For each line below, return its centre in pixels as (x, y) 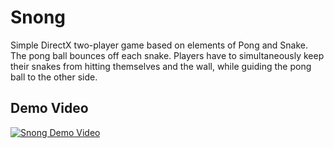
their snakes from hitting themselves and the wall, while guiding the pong (161, 66)
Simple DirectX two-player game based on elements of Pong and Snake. (159, 45)
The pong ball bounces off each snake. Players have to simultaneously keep (167, 55)
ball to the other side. (54, 77)
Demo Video (49, 108)
